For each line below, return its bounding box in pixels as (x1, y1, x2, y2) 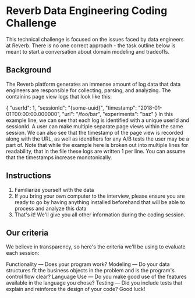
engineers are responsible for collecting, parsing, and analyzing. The (6, 86, 171, 94)
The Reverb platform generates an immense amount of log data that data (6, 80, 181, 87)
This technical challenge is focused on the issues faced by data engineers (6, 36, 184, 43)
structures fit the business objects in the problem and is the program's (6, 267, 175, 274)
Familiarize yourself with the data (14, 186, 94, 193)
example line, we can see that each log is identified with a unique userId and (6, 117, 189, 124)
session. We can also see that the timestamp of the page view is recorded (6, 129, 183, 136)
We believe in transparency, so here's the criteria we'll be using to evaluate (6, 243, 186, 250)
